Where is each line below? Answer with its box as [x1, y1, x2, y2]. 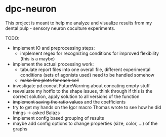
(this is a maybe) [20, 55, 55, 61]
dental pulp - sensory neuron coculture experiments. [5, 25, 115, 31]
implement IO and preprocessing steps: [12, 45, 95, 51]
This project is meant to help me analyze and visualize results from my [5, 20, 152, 26]
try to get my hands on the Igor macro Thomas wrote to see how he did [12, 104, 161, 110]
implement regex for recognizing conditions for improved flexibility [20, 50, 159, 56]
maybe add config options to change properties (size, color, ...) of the [12, 120, 158, 126]
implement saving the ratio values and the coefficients [12, 98, 126, 105]
